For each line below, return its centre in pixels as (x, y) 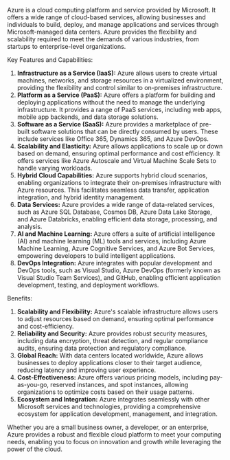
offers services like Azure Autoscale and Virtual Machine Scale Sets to (116, 161)
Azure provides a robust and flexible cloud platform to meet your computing (114, 435)
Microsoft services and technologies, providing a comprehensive (109, 406)
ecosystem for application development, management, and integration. (117, 414)
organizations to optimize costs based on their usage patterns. (105, 392)
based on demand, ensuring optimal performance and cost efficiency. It (118, 153)
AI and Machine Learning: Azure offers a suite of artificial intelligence (116, 234)
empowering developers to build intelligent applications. (96, 256)
